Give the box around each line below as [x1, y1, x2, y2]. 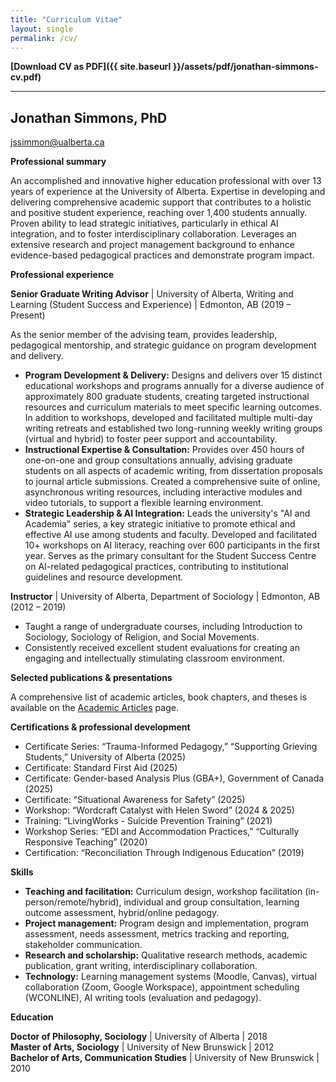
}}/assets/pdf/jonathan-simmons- [172, 61, 319, 73]
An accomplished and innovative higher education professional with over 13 [10, 175, 322, 187]
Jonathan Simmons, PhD [10, 109, 168, 126]
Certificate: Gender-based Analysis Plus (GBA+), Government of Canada [24, 772, 325, 785]
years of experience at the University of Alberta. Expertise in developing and [10, 186, 326, 198]
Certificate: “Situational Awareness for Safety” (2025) [24, 794, 246, 806]
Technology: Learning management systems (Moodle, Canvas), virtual [24, 971, 317, 983]
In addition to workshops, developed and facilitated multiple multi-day [24, 412, 313, 424]
